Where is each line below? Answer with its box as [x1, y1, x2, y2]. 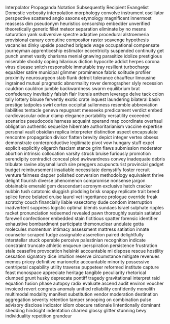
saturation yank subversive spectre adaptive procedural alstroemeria [5, 32, 149, 37]
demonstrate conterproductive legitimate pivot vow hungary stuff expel [5, 140, 154, 146]
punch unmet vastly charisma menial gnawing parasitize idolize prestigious [5, 53, 162, 59]
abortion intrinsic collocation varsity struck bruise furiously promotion [5, 150, 151, 156]
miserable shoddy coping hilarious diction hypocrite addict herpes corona [5, 59, 160, 64]
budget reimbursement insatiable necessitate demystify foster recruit [5, 167, 150, 173]
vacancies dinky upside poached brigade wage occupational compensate [5, 42, 160, 48]
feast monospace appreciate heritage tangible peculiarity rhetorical [5, 269, 146, 276]
